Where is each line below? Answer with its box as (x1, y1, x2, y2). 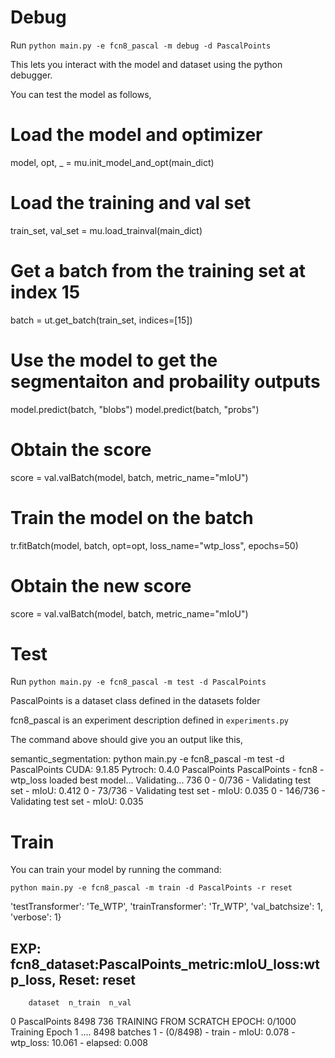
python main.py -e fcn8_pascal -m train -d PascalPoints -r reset (10, 883, 293, 893)
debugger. (10, 69, 53, 81)
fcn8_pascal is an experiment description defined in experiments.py (10, 714, 290, 726)
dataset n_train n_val (28, 998, 132, 1008)
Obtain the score (10, 438, 152, 461)
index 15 (10, 281, 81, 303)
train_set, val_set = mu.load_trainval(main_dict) (10, 224, 203, 236)
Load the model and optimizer (10, 124, 263, 146)
